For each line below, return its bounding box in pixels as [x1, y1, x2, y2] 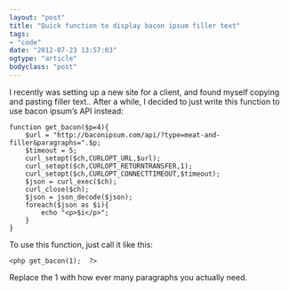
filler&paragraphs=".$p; [9, 138, 101, 147]
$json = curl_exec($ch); [25, 177, 117, 186]
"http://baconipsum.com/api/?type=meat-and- [52, 130, 221, 139]
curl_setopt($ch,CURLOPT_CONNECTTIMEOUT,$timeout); [25, 169, 221, 178]
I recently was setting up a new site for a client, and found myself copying [9, 86, 280, 98]
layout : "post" [9, 12, 66, 22]
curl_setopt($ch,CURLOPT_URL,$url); [25, 153, 162, 162]
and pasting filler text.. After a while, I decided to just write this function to [9, 96, 280, 106]
